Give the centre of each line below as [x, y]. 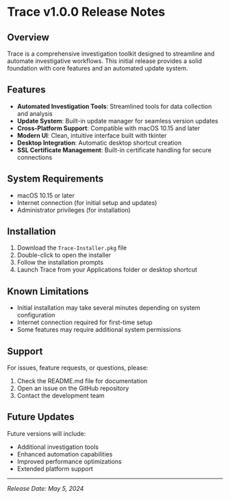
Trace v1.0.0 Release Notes [86, 12]
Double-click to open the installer [64, 255]
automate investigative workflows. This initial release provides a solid [105, 61]
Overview [28, 37]
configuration [36, 315]
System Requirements [55, 179]
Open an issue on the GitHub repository [73, 389]
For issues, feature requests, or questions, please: [78, 368]
